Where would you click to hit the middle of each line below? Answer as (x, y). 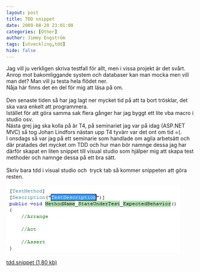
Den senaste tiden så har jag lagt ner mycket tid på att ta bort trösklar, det (97, 100)
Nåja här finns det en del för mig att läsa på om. (65, 87)
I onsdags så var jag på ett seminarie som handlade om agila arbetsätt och (98, 138)
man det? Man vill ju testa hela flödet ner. (57, 81)
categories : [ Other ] (32, 32)
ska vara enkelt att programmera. (47, 106)
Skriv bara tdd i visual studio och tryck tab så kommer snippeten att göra (97, 170)
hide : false (21, 51)
